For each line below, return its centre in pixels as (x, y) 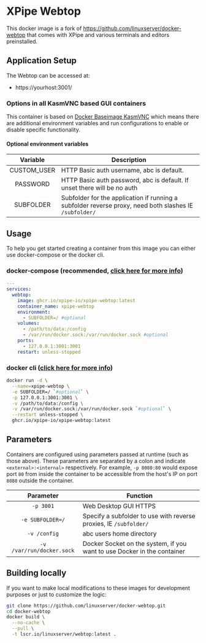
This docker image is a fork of (44, 28)
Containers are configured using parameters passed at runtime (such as (97, 454)
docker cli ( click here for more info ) (60, 368)
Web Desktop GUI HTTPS (119, 506)
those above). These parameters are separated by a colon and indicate (96, 461)
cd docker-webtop (29, 611)
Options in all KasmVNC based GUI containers (76, 103)
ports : (26, 341)
